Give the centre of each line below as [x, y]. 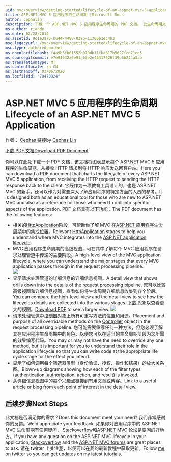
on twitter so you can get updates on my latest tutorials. [64, 454]
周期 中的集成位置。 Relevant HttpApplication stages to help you [79, 231]
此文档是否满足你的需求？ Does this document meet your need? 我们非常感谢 [85, 417]
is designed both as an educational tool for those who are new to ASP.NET [83, 197]
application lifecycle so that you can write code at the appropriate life [85, 351]
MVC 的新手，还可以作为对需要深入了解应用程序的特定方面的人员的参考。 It [84, 191]
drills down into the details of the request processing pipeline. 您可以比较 [89, 285]
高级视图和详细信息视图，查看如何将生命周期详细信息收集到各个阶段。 [86, 291]
